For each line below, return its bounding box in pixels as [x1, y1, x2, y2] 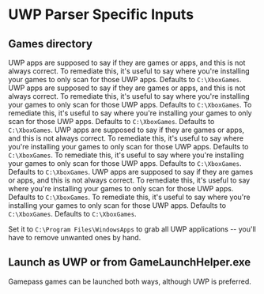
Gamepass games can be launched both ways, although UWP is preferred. [8, 277, 251, 286]
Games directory [8, 37, 93, 51]
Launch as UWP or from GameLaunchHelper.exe [8, 255, 251, 269]
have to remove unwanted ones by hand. [8, 233, 141, 242]
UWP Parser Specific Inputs [8, 6, 194, 24]
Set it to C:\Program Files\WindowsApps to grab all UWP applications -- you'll [8, 224, 257, 234]
